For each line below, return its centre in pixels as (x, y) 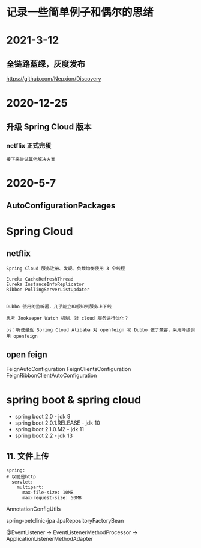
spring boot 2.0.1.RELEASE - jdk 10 (57, 423)
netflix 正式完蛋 (29, 145)
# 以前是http (21, 477)
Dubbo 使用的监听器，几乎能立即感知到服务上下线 (59, 307)
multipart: (31, 487)
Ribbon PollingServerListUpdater (48, 290)
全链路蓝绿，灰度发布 (46, 64)
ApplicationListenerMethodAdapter (49, 539)
